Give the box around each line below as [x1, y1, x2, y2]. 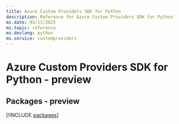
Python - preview [6, 73, 92, 86]
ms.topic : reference [6, 24, 57, 31]
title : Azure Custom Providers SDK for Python [6, 8, 121, 15]
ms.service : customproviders [6, 36, 77, 41]
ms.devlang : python [6, 30, 54, 36]
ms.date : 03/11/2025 [6, 19, 57, 25]
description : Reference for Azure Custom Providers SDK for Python [6, 14, 174, 20]
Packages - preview [6, 96, 80, 106]
